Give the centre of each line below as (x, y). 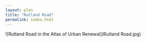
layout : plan (19, 10)
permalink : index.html (29, 19)
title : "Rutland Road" (29, 15)
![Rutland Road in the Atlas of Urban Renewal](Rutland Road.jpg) (73, 34)
